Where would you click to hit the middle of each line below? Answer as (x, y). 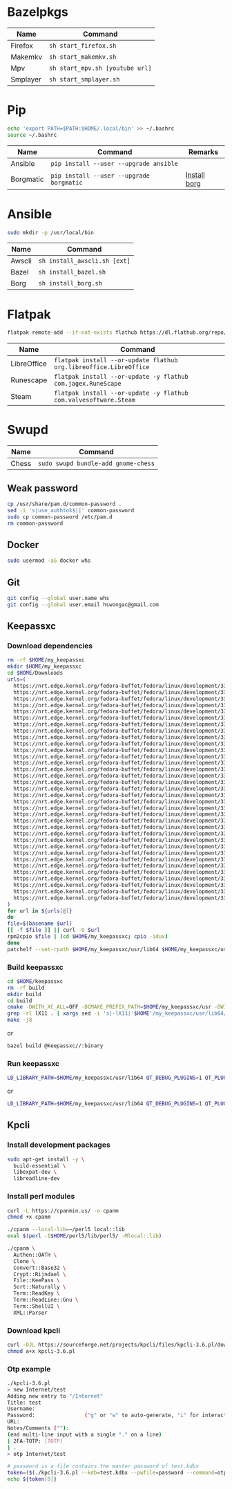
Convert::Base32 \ (40, 1268)
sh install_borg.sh (70, 283)
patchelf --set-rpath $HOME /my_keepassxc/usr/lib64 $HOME (92, 949)
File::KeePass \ (37, 1281)
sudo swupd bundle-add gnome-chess (96, 463)
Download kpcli (34, 1330)
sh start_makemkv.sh (83, 57)
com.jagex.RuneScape (88, 384)
